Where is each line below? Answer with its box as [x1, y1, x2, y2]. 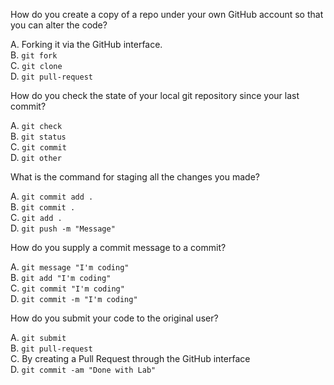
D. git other [10, 152, 62, 163]
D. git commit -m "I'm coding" [10, 293, 138, 304]
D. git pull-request [10, 70, 94, 82]
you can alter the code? [10, 19, 108, 31]
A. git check [10, 120, 63, 131]
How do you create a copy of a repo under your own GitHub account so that [10, 9, 324, 20]
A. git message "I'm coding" [10, 261, 130, 273]
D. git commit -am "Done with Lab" [10, 364, 157, 375]
